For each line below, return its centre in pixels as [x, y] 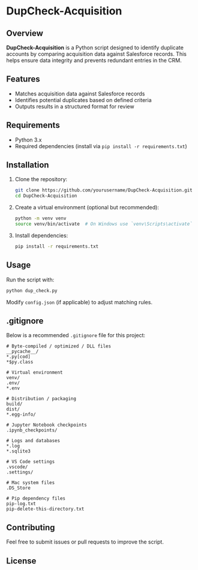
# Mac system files [31, 483]
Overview [25, 33]
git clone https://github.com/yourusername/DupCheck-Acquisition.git [104, 190]
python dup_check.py [32, 290]
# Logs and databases [33, 441]
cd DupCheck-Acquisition [46, 196]
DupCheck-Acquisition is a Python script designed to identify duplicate [95, 47]
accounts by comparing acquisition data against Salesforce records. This [97, 54]
